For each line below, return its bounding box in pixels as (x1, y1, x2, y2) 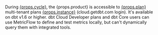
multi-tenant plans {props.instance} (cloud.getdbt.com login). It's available (5, 9, 153, 15)
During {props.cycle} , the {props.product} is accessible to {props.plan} (5, 4, 146, 10)
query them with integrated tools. (5, 24, 72, 30)
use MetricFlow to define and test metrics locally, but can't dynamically (5, 19, 147, 25)
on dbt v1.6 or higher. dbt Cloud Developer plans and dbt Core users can (5, 14, 149, 20)
